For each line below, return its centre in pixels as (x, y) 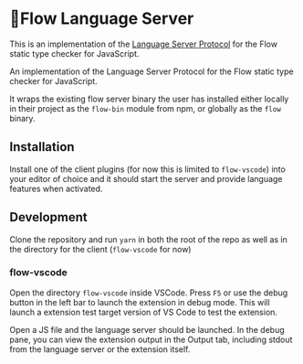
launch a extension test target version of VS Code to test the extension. (144, 312)
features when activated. (56, 188)
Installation (42, 147)
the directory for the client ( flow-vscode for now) (100, 249)
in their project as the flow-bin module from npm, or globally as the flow (145, 108)
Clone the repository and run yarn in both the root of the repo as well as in (148, 239)
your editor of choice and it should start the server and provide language (146, 178)
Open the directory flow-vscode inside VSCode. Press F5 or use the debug (149, 293)
